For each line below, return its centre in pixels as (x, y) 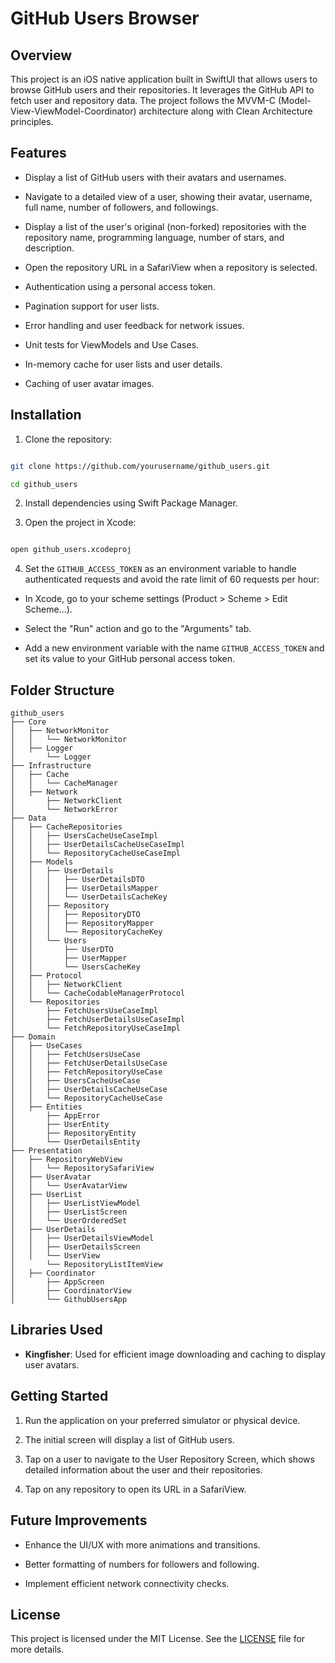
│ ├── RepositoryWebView (66, 1160)
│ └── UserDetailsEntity (75, 1142)
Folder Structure (62, 690)
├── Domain (33, 1037)
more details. (37, 1649)
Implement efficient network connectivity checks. (127, 1583)
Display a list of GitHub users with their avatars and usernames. (155, 177)
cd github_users (44, 484)
